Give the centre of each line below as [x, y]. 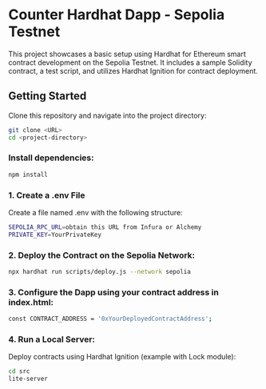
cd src [19, 371]
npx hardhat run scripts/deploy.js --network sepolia [100, 272]
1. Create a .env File [47, 195]
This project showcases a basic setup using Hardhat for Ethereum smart [127, 54]
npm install [28, 174]
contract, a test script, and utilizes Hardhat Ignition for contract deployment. [133, 70]
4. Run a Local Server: [52, 339]
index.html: [31, 302]
